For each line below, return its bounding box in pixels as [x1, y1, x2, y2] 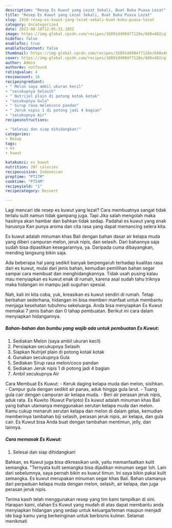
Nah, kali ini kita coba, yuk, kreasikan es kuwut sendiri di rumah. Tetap [5, 291, 154, 298]
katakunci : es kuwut [5, 160, 50, 165]
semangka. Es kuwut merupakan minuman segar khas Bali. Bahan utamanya [5, 476, 166, 482]
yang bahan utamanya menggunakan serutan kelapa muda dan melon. [5, 403, 154, 409]
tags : [5, 141, 17, 146]
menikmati [5, 518, 27, 524]
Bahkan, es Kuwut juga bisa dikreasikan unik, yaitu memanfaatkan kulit [5, 459, 155, 465]
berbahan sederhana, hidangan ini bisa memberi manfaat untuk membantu [5, 297, 163, 303]
